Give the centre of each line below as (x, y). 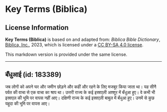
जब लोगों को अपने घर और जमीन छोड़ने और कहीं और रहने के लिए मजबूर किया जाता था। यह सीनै (81, 87)
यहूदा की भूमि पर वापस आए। (28, 104)
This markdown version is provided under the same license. (66, 54)
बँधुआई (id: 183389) (33, 75)
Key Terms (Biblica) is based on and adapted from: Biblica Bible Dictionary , (83, 39)
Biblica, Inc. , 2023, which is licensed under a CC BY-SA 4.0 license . (74, 45)
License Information (37, 28)
